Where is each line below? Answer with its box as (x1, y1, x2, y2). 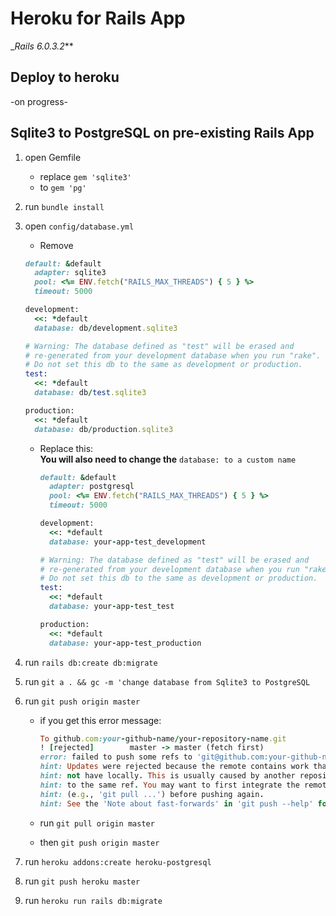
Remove (39, 239, 74, 251)
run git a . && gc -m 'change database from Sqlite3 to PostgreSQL (24, 675, 311, 687)
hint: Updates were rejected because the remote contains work (39, 762, 310, 772)
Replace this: (39, 442, 94, 454)
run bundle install (24, 200, 105, 212)
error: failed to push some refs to (39, 752, 193, 762)
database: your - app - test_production (48, 638, 202, 648)
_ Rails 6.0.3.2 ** (10, 40, 74, 52)
